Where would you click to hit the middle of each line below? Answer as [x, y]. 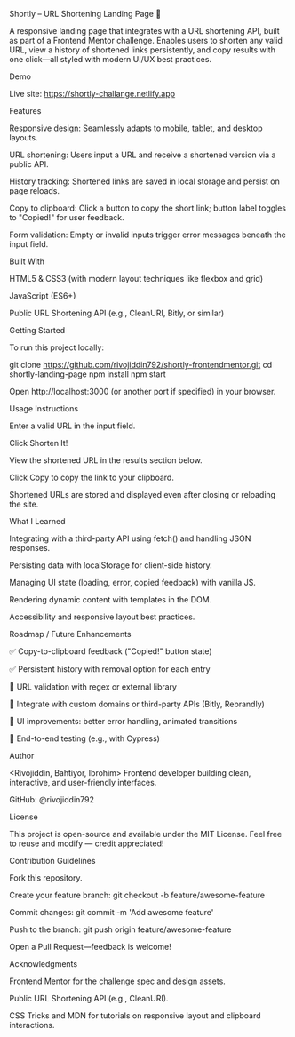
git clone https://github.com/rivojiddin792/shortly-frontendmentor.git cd [141, 365]
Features [25, 111]
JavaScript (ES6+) [43, 296]
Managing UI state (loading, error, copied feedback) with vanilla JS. [132, 582]
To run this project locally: [57, 347]
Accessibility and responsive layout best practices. [102, 617]
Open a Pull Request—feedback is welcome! [90, 947]
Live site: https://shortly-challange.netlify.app [92, 94]
